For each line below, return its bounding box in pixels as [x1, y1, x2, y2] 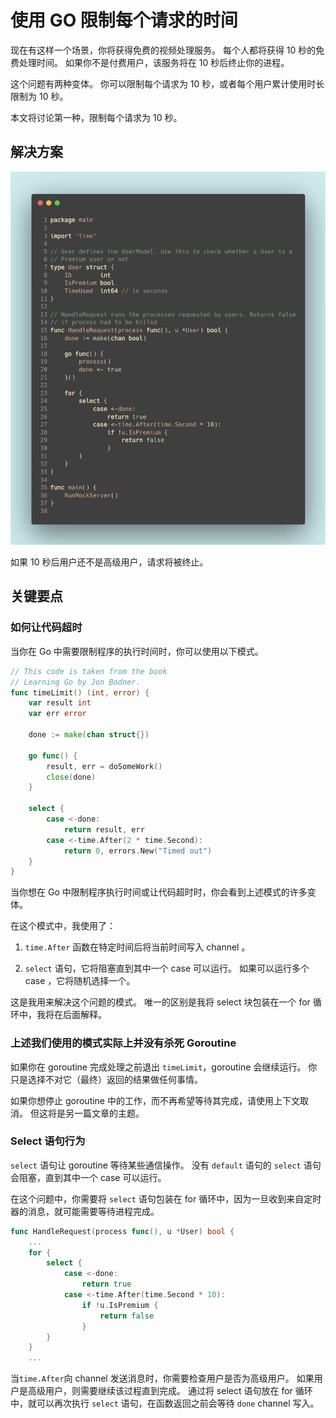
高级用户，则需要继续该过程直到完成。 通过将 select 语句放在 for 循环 [27, 1385, 313, 1397]
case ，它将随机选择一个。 [24, 975, 136, 987]
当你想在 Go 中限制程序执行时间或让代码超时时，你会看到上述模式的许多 [10, 886, 308, 898]
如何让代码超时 [10, 621, 83, 635]
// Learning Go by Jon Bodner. [10, 677, 141, 687]
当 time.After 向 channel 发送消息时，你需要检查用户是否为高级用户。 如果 [10, 1372, 315, 1385]
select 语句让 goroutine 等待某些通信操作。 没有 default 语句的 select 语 [10, 1159, 313, 1171]
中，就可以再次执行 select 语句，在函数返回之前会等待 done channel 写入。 [10, 1397, 320, 1410]
